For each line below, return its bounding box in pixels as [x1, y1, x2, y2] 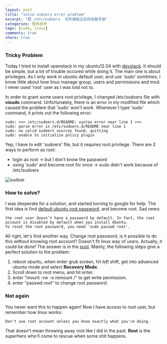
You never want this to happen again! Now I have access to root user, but [5, 303, 156, 310]
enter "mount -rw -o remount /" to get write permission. [12, 274, 127, 280]
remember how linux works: [5, 309, 62, 315]
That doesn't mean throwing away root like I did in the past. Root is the [5, 327, 151, 333]
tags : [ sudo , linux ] [5, 26, 48, 31]
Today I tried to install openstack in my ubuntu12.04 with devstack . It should [5, 63, 161, 69]
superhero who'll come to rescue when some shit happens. [5, 333, 127, 339]
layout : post [5, 7, 32, 12]
